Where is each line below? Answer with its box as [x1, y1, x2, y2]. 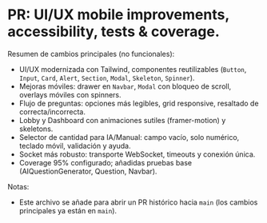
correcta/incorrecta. [18, 106, 86, 117]
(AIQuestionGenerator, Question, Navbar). [18, 166, 157, 176]
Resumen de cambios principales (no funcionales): [7, 49, 175, 58]
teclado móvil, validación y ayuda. [18, 141, 131, 150]
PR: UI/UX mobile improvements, [7, 6, 229, 24]
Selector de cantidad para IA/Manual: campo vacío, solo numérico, [18, 132, 240, 141]
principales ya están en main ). [18, 205, 118, 215]
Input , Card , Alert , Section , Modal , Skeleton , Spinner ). [18, 73, 195, 82]
